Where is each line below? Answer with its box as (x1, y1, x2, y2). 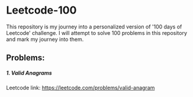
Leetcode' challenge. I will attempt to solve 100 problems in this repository (6, 29, 188, 36)
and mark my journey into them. (6, 35, 84, 43)
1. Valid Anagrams (6, 69, 52, 76)
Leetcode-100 (6, 4, 77, 17)
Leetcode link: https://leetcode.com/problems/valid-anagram (6, 84, 155, 92)
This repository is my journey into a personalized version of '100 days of (6, 23, 182, 30)
